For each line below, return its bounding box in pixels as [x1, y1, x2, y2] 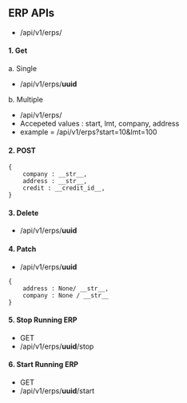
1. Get [8, 46, 28, 55]
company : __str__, [22, 170, 88, 178]
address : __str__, [22, 178, 88, 186]
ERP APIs [8, 6, 55, 20]
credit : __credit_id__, [22, 184, 105, 193]
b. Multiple [8, 95, 44, 105]
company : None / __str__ [22, 291, 109, 299]
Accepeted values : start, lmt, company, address [19, 119, 180, 129]
